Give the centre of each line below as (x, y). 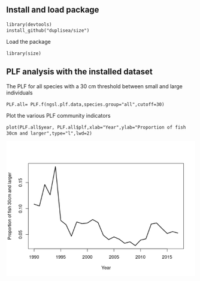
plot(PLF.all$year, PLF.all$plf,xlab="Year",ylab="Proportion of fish (96, 127)
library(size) (24, 53)
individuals (19, 92)
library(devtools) (29, 24)
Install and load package (53, 10)
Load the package (28, 41)
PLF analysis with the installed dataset (79, 72)
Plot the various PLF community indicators (58, 115)
